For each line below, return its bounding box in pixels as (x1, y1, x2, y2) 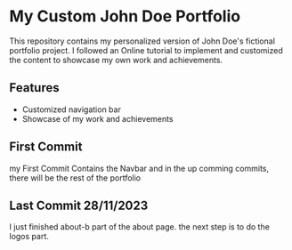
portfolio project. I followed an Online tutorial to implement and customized (9, 44, 283, 55)
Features (9, 80, 60, 95)
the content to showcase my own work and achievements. (9, 54, 223, 65)
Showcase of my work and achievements (21, 113, 174, 124)
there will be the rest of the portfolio (9, 172, 141, 183)
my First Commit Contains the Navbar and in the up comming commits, (9, 163, 270, 173)
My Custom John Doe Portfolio (9, 6, 241, 27)
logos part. (9, 231, 49, 242)
